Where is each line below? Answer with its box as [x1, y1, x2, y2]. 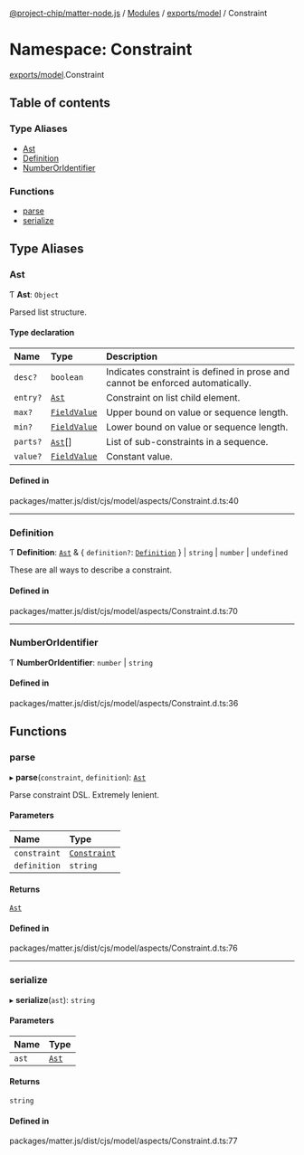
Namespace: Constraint [9, 40, 193, 60]
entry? [14, 393, 43, 402]
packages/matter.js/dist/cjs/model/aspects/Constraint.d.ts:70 [9, 605, 238, 616]
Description [105, 350, 158, 363]
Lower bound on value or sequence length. [105, 421, 289, 433]
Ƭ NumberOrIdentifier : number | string [9, 657, 154, 667]
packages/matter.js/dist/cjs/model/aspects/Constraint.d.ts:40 [9, 496, 239, 506]
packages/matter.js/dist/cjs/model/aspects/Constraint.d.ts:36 [9, 698, 239, 709]
